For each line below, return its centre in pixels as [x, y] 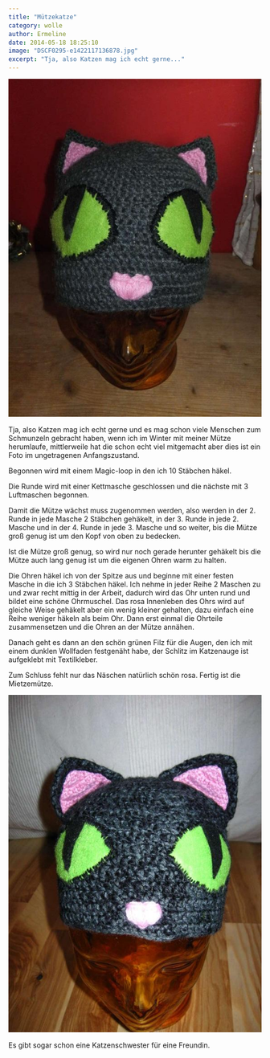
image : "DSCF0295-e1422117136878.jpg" [73, 51]
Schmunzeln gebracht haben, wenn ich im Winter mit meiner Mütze [120, 438]
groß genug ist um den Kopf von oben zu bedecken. [94, 536]
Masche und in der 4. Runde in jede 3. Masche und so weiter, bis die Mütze [133, 527]
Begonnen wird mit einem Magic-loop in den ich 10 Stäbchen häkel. [120, 471]
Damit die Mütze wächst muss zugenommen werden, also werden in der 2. [132, 510]
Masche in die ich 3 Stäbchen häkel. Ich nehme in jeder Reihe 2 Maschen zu [135, 584]
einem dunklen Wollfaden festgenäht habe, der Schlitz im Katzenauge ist [129, 651]
